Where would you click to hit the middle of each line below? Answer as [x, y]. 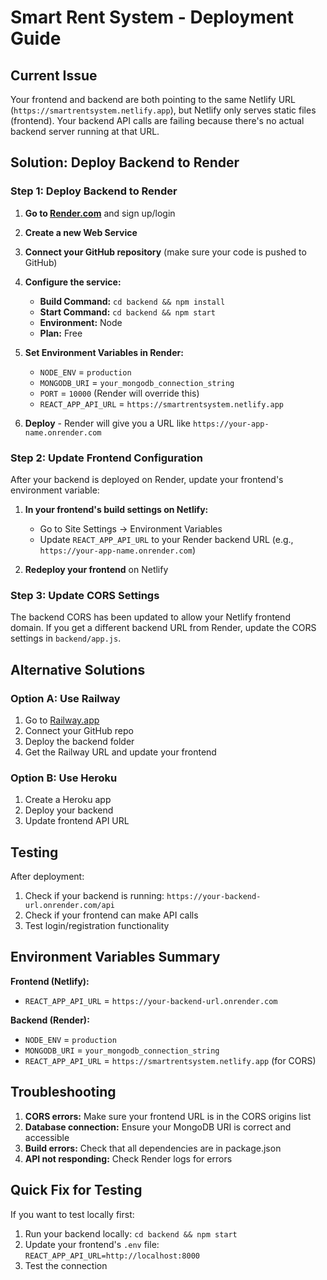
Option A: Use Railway [65, 698]
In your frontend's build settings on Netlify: [116, 509]
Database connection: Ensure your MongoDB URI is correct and [158, 1127]
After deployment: [47, 877]
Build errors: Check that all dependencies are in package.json [153, 1148]
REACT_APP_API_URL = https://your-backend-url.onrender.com [151, 1000]
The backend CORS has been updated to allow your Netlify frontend [150, 617]
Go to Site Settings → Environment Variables [131, 528]
